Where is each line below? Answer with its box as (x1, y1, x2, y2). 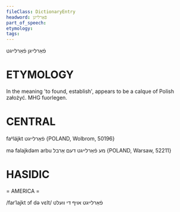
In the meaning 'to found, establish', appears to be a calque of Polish (6, 88, 174, 95)
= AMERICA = (6, 187, 40, 194)
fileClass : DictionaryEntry (6, 8, 76, 15)
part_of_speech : (6, 20, 46, 26)
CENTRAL (6, 115, 56, 129)
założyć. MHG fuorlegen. (6, 94, 67, 101)
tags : (6, 31, 20, 37)
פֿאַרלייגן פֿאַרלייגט (6, 47, 46, 54)
